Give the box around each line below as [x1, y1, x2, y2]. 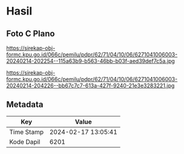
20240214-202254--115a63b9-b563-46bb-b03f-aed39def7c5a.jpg [6, 58, 176, 64]
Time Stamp [9, 127, 44, 136]
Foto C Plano [6, 28, 55, 39]
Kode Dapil [9, 138, 41, 146]
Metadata [6, 99, 44, 110]
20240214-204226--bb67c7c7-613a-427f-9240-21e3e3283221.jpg [6, 82, 175, 89]
